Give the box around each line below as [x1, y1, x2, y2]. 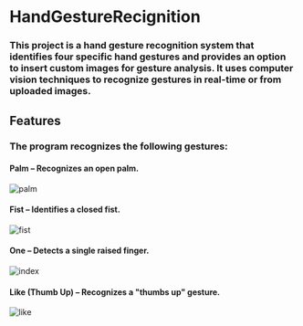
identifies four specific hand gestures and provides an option [9, 50, 287, 63]
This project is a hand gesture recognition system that [9, 39, 255, 52]
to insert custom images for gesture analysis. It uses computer [9, 62, 294, 75]
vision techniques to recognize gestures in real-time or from [9, 73, 282, 86]
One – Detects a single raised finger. [9, 245, 150, 257]
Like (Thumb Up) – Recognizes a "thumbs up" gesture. [9, 286, 221, 298]
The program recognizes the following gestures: [9, 140, 228, 152]
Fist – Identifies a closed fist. [9, 204, 120, 216]
